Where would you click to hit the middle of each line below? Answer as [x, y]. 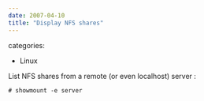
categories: [26, 45]
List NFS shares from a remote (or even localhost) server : [102, 76]
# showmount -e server [45, 90]
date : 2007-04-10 [37, 15]
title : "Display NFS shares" [56, 23]
